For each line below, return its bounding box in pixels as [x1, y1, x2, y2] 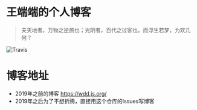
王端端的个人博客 [6, 5, 92, 19]
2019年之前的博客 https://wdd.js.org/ [15, 90, 107, 97]
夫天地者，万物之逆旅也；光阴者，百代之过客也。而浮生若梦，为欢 [21, 26, 186, 34]
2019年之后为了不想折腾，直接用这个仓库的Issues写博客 [15, 97, 155, 105]
